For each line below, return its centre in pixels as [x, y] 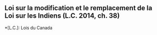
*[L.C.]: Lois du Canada [28, 28]
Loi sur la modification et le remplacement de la [78, 8]
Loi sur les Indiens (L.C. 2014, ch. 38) [62, 16]
